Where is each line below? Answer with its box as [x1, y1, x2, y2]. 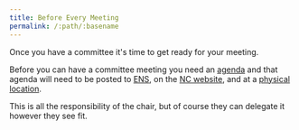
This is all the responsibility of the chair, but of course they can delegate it [9, 100, 285, 111]
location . [9, 83, 42, 94]
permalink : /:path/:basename [9, 22, 119, 31]
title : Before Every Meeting [9, 13, 119, 23]
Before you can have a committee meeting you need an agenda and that [9, 64, 278, 75]
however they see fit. [9, 110, 88, 121]
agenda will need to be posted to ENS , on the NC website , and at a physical [9, 73, 291, 84]
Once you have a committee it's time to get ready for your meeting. [9, 46, 259, 57]
